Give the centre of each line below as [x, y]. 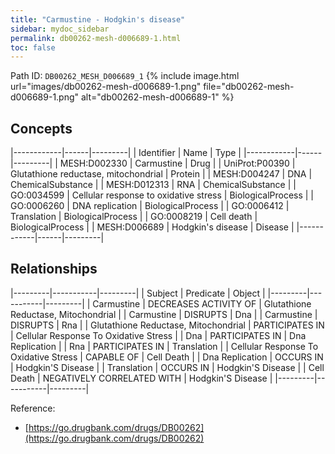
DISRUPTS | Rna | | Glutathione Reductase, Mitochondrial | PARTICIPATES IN [167, 325]
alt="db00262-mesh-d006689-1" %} [157, 97]
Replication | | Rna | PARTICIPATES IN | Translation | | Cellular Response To [164, 346]
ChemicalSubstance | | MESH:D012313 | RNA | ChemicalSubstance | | [153, 185]
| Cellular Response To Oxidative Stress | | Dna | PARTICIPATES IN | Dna [158, 335]
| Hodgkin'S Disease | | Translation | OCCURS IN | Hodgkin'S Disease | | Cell [167, 367]
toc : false [33, 47]
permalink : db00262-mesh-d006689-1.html [96, 38]
